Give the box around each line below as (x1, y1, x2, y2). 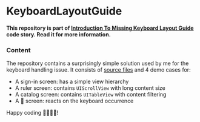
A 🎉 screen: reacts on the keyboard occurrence (15, 97, 134, 104)
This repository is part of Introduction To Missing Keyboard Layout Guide (6, 24, 194, 32)
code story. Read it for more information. (6, 30, 111, 38)
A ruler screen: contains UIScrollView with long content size (15, 84, 165, 92)
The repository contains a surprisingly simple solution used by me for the (6, 59, 189, 67)
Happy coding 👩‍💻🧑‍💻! (6, 109, 59, 117)
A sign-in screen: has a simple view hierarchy (15, 78, 129, 86)
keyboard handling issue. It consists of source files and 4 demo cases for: (6, 66, 191, 73)
